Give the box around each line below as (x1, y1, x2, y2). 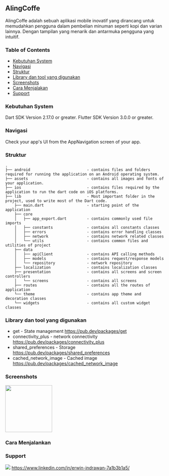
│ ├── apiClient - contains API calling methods (14, 252, 155, 257)
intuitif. (5, 33, 20, 40)
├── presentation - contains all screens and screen (14, 269, 162, 275)
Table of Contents (5, 46, 51, 53)
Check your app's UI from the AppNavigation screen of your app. (5, 139, 141, 145)
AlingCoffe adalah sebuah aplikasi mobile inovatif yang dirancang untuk (5, 17, 155, 23)
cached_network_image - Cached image (12, 355, 98, 361)
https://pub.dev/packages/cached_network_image (12, 360, 118, 367)
